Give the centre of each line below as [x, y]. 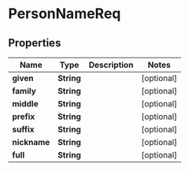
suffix [23, 129]
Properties [35, 43]
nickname [31, 142]
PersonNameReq [65, 14]
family [24, 91]
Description [111, 65]
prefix [24, 117]
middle [25, 104]
